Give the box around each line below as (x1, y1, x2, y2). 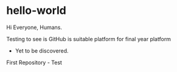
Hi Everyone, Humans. (6, 24, 63, 31)
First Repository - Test (6, 59, 63, 66)
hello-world (6, 4, 67, 18)
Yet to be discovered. (15, 47, 69, 54)
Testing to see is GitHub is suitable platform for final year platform (6, 35, 172, 42)
